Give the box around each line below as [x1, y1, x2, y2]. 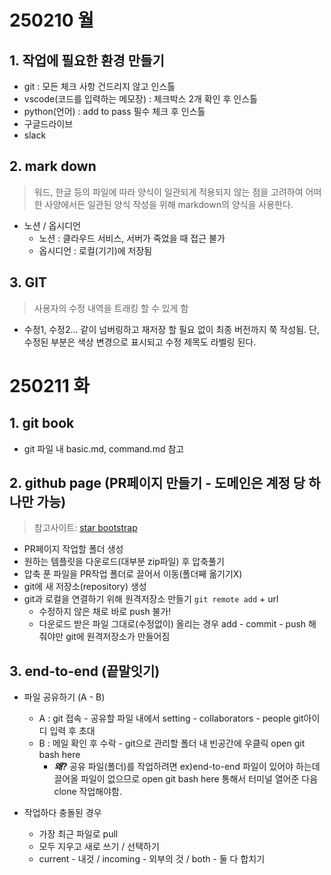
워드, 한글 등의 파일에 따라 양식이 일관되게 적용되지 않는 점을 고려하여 [33, 186, 304, 198]
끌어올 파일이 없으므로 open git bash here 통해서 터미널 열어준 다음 [53, 773, 319, 785]
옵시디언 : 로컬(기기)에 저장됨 [38, 244, 153, 256]
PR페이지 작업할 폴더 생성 [23, 543, 124, 555]
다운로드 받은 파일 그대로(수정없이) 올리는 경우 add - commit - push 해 [38, 618, 317, 630]
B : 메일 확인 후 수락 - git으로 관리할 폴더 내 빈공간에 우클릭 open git [38, 737, 306, 750]
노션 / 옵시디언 [23, 219, 81, 231]
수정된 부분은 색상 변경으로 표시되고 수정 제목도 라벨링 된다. [23, 336, 257, 348]
